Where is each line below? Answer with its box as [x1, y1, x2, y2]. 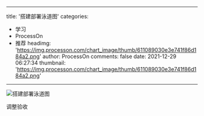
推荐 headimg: [15, 40, 52, 47]
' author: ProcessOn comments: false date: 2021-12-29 [39, 53, 177, 60]
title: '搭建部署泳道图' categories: [6, 13, 89, 20]
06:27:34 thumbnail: [15, 59, 66, 66]
